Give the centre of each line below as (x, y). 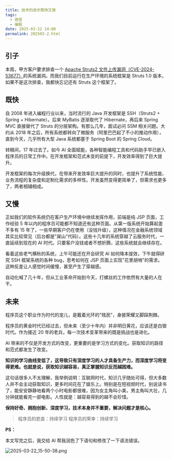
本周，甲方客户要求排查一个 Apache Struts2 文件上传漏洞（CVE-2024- (80, 69)
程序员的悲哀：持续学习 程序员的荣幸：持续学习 (68, 419)
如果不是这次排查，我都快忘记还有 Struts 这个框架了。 (62, 82)
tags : (11, 15)
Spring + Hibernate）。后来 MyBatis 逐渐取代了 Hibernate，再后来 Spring (82, 119)
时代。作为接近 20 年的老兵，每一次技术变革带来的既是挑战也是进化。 (79, 332)
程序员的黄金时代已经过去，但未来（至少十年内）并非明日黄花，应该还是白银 (86, 326)
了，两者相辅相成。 (26, 186)
